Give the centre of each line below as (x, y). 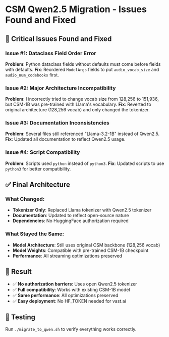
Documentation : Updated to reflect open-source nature (71, 216)
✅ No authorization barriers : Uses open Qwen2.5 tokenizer (75, 284)
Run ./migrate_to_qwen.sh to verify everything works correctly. (71, 329)
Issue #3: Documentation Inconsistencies (57, 123)
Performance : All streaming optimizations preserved (67, 256)
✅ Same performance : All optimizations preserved (65, 295)
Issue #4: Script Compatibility (43, 152)
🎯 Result (18, 272)
